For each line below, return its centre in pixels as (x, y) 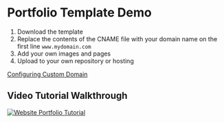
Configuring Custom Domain (47, 74)
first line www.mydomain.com (54, 46)
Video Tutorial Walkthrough (67, 96)
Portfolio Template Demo (80, 13)
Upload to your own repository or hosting (75, 60)
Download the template (50, 32)
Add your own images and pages (64, 54)
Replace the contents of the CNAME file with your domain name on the (117, 38)
